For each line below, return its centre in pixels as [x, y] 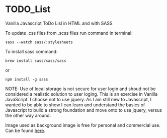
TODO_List [28, 9]
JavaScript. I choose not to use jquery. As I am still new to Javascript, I [78, 99]
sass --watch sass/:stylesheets [39, 42]
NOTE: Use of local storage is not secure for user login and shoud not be [80, 89]
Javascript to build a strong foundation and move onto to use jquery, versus [84, 110]
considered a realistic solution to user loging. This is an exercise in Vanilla [81, 94]
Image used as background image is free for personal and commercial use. [83, 125]
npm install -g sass [27, 79]
